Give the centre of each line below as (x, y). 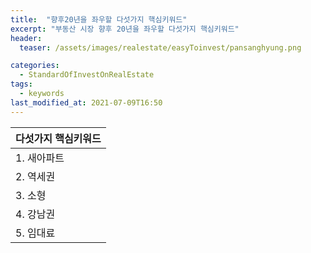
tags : (21, 84)
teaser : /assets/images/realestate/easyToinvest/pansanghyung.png (160, 47)
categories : (35, 66)
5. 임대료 (35, 233)
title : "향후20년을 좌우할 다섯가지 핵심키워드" (99, 19)
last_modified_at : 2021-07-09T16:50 (86, 102)
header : (26, 38)
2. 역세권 (35, 176)
